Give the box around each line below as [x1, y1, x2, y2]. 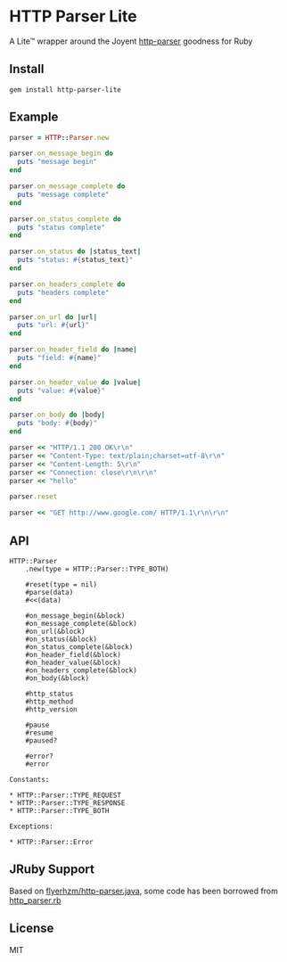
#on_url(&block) [25, 627, 86, 636]
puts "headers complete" [17, 288, 110, 297]
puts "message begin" [17, 158, 98, 167]
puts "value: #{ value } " [17, 386, 105, 395]
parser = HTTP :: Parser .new [9, 133, 110, 142]
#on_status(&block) [25, 635, 98, 644]
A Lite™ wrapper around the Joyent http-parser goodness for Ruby [9, 36, 253, 46]
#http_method [25, 697, 74, 706]
